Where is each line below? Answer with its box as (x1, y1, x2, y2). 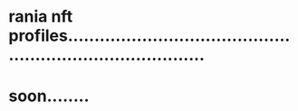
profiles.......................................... (8, 25, 291, 46)
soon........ (8, 86, 90, 106)
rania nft (8, 6, 73, 27)
